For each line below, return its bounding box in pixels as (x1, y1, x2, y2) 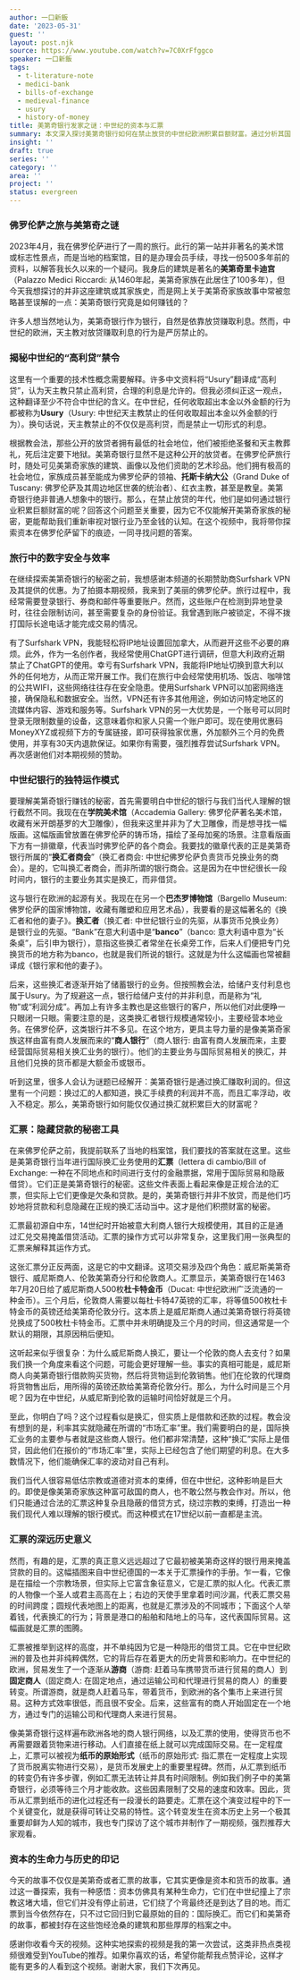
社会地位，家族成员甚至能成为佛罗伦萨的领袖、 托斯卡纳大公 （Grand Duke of (9, 471, 290, 481)
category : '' (9, 163, 58, 172)
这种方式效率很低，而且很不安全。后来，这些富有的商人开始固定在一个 (24, 1697, 283, 1708)
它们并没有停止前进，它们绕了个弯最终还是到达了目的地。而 (63, 1898, 283, 1908)
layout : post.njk (9, 38, 74, 47)
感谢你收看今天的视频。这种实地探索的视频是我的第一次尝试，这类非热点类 (9, 1939, 283, 1950)
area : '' (9, 171, 42, 180)
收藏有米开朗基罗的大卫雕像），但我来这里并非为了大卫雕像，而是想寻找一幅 (9, 818, 287, 829)
